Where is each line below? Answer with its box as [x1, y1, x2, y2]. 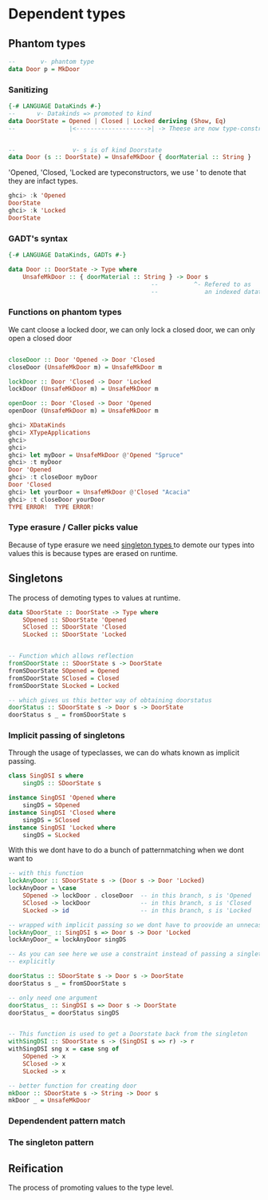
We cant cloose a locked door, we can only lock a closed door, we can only [8, 324, 255, 334]
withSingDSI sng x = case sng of [8, 1045, 120, 1053]
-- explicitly [8, 958, 56, 966]
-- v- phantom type [8, 58, 94, 66]
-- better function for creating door [8, 1082, 137, 1090]
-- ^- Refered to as [151, 280, 251, 288]
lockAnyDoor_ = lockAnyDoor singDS [8, 936, 127, 944]
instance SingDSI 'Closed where [8, 809, 116, 817]
